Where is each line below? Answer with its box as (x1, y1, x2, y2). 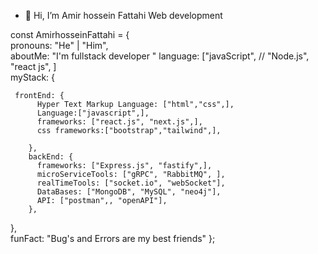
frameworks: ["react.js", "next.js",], (36, 117, 203, 127)
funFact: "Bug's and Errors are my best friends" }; (10, 233, 216, 244)
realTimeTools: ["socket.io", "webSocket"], (36, 178, 226, 188)
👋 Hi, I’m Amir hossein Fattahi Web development (24, 10, 223, 21)
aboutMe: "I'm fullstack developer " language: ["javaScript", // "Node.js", (10, 50, 310, 62)
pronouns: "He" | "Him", (10, 40, 109, 51)
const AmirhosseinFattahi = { (10, 29, 130, 40)
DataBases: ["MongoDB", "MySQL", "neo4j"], (36, 187, 222, 197)
